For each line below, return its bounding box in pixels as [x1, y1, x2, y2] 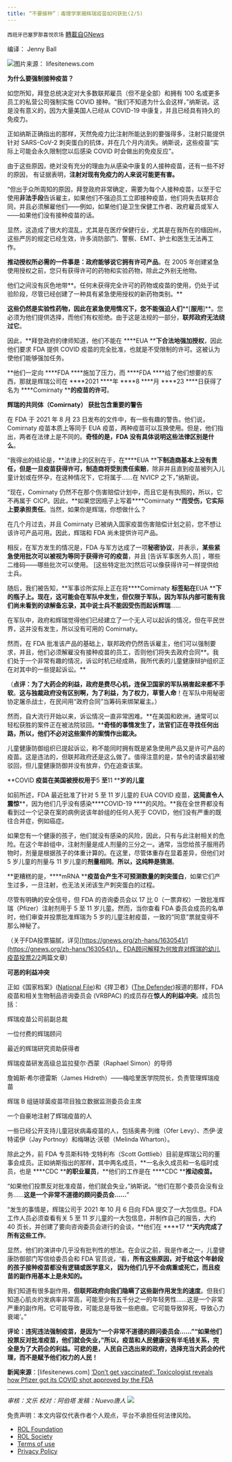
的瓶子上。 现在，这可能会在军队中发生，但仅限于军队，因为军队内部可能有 [7, 593, 219, 601]
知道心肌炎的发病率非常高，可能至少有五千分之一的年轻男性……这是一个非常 [7, 1295, 224, 1303]
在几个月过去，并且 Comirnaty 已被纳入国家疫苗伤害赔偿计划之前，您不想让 [7, 520, 222, 528]
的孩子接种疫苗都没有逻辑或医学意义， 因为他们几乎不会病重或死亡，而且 [7, 1263, 215, 1271]
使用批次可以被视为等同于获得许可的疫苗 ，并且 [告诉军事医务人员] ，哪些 [12, 552, 221, 560]
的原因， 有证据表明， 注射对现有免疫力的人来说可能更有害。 [7, 170, 178, 179]
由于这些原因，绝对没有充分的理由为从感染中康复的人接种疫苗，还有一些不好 [7, 161, 225, 170]
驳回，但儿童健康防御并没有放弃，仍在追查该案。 [7, 761, 146, 769]
